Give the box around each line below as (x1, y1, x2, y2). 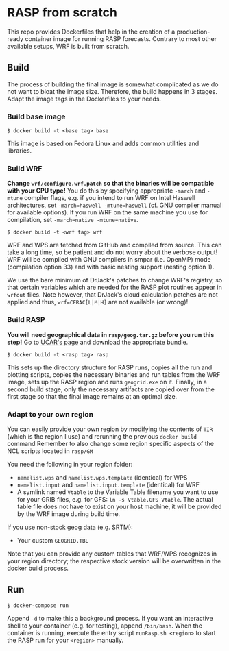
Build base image (7, 112, 66, 121)
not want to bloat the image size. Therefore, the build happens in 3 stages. (7, 87, 217, 95)
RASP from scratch (7, 5, 118, 21)
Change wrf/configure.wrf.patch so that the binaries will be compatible (7, 180, 215, 188)
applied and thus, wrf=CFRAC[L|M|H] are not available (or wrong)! (7, 298, 189, 306)
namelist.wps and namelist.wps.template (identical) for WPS (16, 473, 188, 481)
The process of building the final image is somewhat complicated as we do (7, 80, 219, 88)
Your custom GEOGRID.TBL (16, 536, 89, 544)
